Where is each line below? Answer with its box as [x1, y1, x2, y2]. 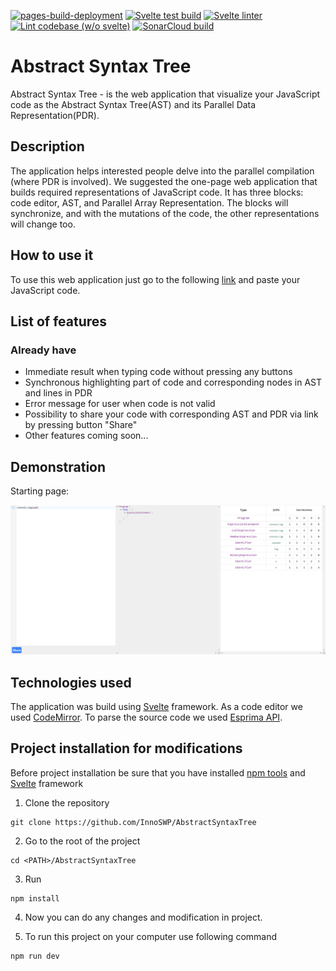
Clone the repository [24, 796, 110, 809]
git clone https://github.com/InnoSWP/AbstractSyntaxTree [10, 817, 257, 827]
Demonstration [10, 458, 107, 475]
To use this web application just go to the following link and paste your [10, 273, 301, 285]
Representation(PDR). [10, 109, 100, 121]
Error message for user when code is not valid [24, 398, 216, 410]
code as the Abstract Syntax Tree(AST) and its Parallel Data [10, 98, 257, 110]
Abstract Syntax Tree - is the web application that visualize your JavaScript [10, 88, 321, 100]
